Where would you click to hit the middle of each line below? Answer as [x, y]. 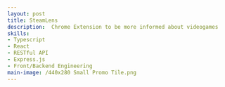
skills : [19, 33]
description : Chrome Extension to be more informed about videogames [113, 27]
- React [19, 46]
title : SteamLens [33, 20]
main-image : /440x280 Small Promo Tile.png [72, 72]
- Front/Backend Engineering [50, 66]
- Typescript [26, 40]
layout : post [26, 14]
